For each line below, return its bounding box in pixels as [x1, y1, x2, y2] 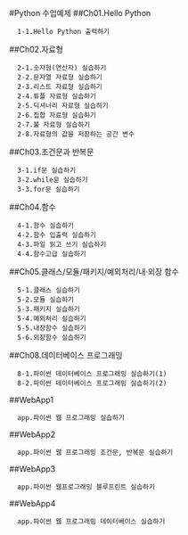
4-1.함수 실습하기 [17, 221, 74, 230]
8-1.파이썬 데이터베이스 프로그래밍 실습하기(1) [17, 369, 168, 378]
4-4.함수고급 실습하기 [17, 250, 86, 259]
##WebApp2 [9, 429, 56, 440]
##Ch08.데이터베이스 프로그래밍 [9, 350, 123, 360]
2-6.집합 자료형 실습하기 [17, 111, 96, 119]
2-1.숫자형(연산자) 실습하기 [17, 63, 107, 72]
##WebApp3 [9, 464, 56, 474]
